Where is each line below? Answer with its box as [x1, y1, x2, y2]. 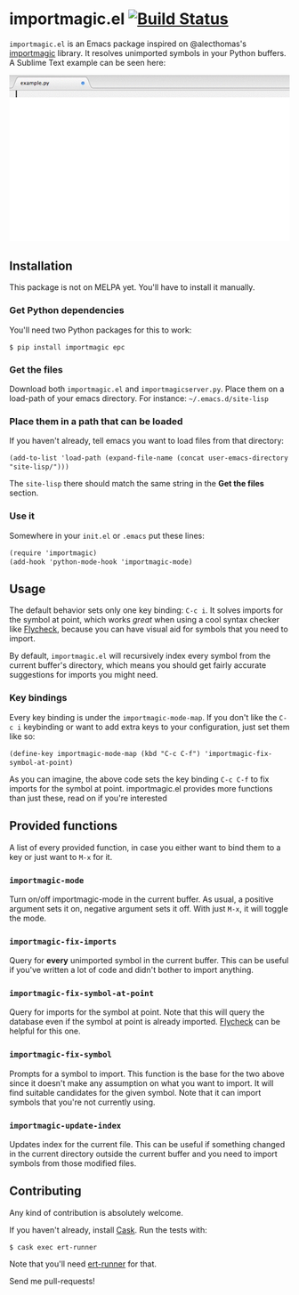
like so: [9, 730, 36, 742]
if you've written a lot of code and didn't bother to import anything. [9, 965, 254, 976]
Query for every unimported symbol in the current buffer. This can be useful [9, 955, 289, 966]
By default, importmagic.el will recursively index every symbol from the [9, 650, 271, 662]
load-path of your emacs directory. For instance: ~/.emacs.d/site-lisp [9, 393, 269, 404]
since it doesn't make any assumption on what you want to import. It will [9, 1077, 274, 1089]
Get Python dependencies [9, 304, 125, 317]
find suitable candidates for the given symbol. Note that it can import [9, 1087, 262, 1098]
